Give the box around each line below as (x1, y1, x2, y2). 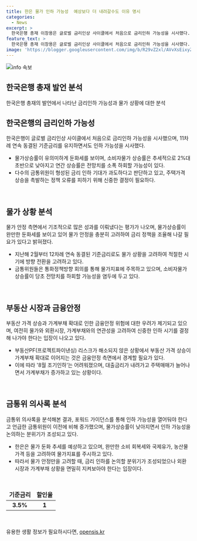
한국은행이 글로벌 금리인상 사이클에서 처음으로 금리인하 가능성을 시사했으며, (6, 135, 179, 142)
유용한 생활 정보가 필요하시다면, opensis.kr (6, 528, 105, 535)
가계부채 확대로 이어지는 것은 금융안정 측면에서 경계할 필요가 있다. (14, 354, 165, 361)
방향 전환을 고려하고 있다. (25, 258, 84, 265)
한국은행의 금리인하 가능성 (6, 118, 95, 128)
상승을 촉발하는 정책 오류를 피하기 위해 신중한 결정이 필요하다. (14, 177, 156, 184)
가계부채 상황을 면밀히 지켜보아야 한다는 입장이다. (30, 465, 144, 472)
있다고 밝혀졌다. (16, 238, 53, 246)
